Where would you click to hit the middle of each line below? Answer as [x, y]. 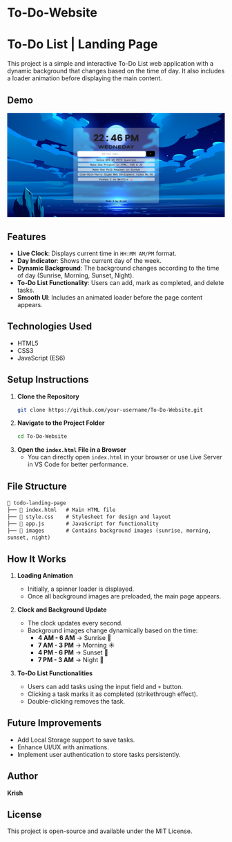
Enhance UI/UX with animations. [63, 747]
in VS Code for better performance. [78, 464]
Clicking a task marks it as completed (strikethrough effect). [113, 694]
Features [27, 237]
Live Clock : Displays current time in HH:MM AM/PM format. [97, 253]
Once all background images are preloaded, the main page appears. [124, 596]
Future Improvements [55, 723]
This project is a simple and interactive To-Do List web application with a [110, 64]
